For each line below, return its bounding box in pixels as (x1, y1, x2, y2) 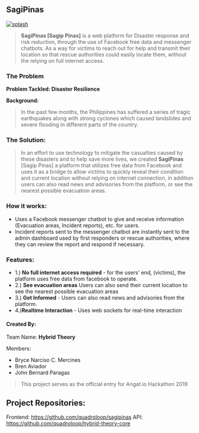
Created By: (6, 320, 37, 327)
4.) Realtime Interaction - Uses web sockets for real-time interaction (14, 307, 182, 314)
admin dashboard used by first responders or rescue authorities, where (14, 234, 190, 241)
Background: (6, 97, 39, 104)
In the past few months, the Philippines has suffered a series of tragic (20, 109, 191, 116)
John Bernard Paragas (14, 369, 70, 376)
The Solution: (6, 136, 46, 144)
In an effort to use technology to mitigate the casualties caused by (20, 149, 183, 157)
